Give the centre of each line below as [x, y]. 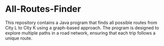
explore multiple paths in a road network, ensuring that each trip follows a [81, 33]
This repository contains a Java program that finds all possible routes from [81, 23]
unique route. [19, 38]
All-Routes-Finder [43, 9]
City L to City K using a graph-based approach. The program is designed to [82, 27]
